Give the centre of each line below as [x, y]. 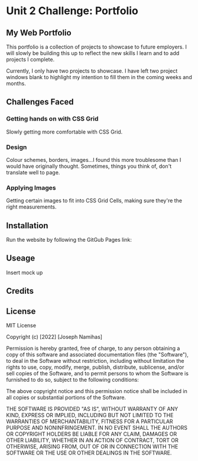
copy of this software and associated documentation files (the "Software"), [98, 355]
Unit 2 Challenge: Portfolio [72, 11]
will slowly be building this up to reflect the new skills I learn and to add [93, 53]
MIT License [21, 326]
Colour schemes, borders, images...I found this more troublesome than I [94, 160]
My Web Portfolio [39, 33]
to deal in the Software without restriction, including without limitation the [95, 361]
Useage [21, 258]
